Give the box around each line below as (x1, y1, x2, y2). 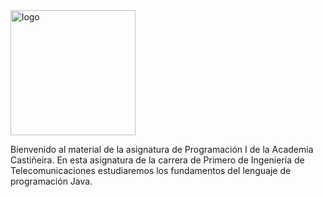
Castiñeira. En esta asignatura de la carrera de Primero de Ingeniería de (10, 154, 305, 166)
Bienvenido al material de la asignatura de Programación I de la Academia (10, 144, 314, 155)
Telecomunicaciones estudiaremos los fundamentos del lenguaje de (10, 165, 292, 176)
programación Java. (10, 175, 93, 187)
